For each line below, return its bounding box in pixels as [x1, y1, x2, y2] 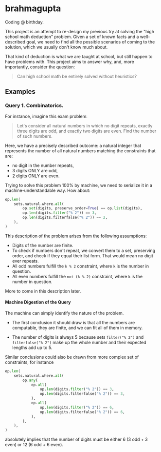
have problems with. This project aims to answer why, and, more [5, 59, 135, 64]
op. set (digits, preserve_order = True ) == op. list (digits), [22, 206, 143, 211]
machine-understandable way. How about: [5, 187, 90, 193]
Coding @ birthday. [5, 19, 44, 25]
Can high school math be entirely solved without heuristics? [17, 73, 137, 79]
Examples [5, 87, 36, 96]
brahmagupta [5, 3, 61, 14]
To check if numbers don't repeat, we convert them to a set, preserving [12, 247, 156, 253]
